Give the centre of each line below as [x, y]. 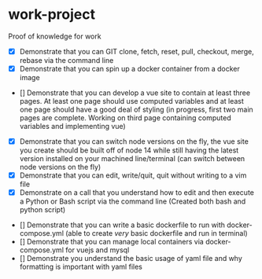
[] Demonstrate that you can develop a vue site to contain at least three [135, 93]
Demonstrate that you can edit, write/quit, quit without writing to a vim [133, 175]
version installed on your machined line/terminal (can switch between [132, 159]
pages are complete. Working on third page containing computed [125, 118]
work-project [52, 15]
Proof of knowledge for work [55, 36]
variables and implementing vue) [72, 127]
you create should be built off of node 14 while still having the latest [129, 150]
